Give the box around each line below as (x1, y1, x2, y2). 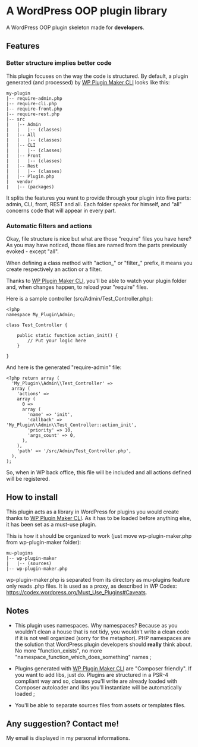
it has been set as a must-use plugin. (6, 521, 97, 528)
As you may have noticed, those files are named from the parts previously (6, 241, 187, 248)
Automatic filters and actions (6, 222, 92, 230)
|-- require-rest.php (6, 111, 60, 117)
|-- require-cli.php (6, 100, 58, 106)
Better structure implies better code (6, 59, 112, 67)
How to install (6, 492, 58, 503)
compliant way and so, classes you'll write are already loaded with (14, 677, 177, 685)
